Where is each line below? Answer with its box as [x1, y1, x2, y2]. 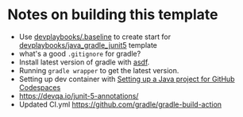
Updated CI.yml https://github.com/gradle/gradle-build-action [18, 99, 222, 109]
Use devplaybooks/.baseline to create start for [18, 32, 172, 41]
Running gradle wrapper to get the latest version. [18, 65, 179, 75]
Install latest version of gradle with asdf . [18, 57, 150, 67]
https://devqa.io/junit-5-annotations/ [18, 91, 139, 100]
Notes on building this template [7, 6, 218, 24]
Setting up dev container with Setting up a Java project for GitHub [18, 74, 235, 84]
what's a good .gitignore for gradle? [18, 49, 141, 58]
